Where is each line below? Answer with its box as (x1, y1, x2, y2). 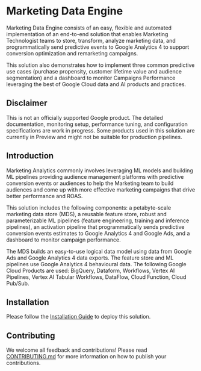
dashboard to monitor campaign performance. (6, 236, 122, 243)
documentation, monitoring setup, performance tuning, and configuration (6, 120, 188, 128)
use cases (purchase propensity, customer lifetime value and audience (6, 67, 182, 75)
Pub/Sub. (6, 279, 29, 287)
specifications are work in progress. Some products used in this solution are (6, 126, 195, 134)
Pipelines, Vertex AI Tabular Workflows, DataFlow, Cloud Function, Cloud (6, 273, 187, 281)
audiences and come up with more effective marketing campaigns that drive (6, 185, 196, 193)
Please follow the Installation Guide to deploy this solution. (6, 313, 151, 320)
